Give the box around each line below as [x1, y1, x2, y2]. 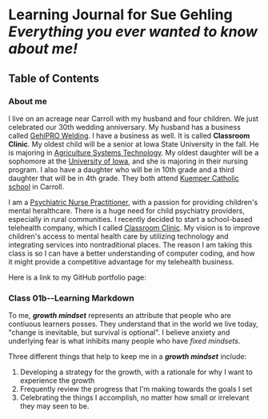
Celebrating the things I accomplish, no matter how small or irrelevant [19, 393, 250, 402]
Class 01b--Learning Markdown [8, 292, 134, 304]
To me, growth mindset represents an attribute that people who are [8, 311, 232, 320]
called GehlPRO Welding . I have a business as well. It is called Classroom [8, 131, 250, 140]
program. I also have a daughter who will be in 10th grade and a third [8, 164, 234, 174]
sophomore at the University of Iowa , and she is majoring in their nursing [8, 156, 248, 166]
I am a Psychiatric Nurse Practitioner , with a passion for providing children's [8, 197, 258, 207]
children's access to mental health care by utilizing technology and [8, 231, 230, 241]
